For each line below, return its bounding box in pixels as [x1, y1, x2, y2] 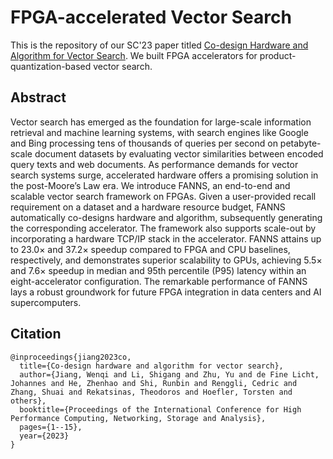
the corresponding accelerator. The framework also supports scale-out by [10, 222, 317, 234]
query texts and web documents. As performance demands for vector [10, 158, 299, 170]
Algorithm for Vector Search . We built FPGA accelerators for [10, 49, 258, 61]
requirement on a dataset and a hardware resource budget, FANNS [10, 201, 286, 213]
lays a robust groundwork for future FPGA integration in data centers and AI [10, 286, 322, 298]
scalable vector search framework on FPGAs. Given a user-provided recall [10, 190, 317, 202]
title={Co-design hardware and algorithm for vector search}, [19, 361, 284, 371]
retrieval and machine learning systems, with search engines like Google [10, 126, 309, 138]
